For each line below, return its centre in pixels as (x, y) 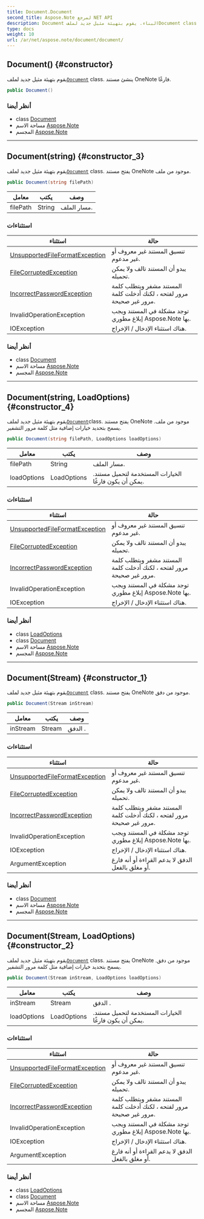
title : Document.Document (39, 12)
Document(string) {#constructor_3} (76, 157)
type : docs (21, 29)
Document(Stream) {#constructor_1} (77, 678)
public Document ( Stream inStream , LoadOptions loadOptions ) (84, 978)
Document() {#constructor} (60, 64)
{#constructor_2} (41, 946)
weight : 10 (21, 35)
